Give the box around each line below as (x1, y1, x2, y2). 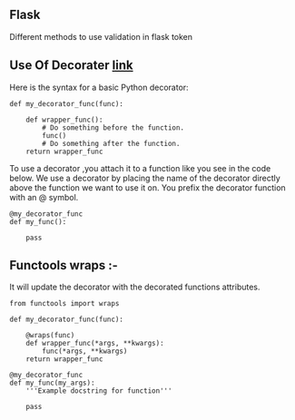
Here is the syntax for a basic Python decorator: (9, 82, 189, 93)
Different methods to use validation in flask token (9, 31, 193, 42)
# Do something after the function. (42, 139, 181, 148)
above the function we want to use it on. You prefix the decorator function (9, 181, 286, 193)
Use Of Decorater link (9, 58, 133, 73)
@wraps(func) (25, 331, 75, 340)
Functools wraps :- (9, 258, 118, 273)
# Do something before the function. (42, 122, 184, 132)
